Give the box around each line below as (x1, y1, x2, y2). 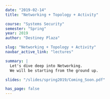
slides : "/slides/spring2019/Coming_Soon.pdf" (5, 77, 105, 82)
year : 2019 (5, 31, 28, 36)
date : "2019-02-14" (5, 7, 47, 13)
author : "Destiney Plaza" (5, 36, 60, 41)
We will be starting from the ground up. (10, 68, 99, 73)
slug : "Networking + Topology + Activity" (5, 45, 96, 50)
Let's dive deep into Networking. (10, 63, 83, 69)
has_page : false (5, 86, 40, 91)
